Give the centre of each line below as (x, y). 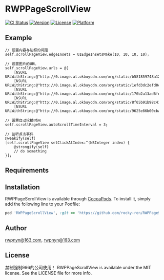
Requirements (27, 170)
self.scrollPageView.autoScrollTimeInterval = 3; (57, 125)
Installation (22, 187)
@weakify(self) (20, 138)
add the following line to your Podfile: (43, 204)
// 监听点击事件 (19, 134)
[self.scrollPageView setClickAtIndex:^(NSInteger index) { (68, 143)
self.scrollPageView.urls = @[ (37, 68)
